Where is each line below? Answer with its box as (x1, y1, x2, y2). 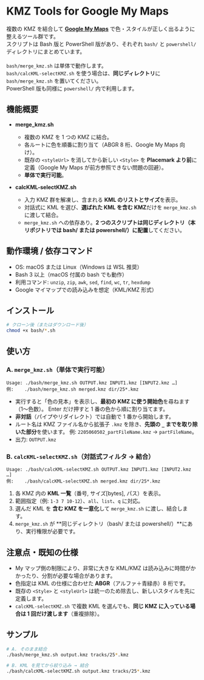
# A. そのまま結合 (6, 646, 47, 652)
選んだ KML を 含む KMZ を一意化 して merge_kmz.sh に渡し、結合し (15, 505, 183, 512)
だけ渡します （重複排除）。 (36, 610, 103, 617)
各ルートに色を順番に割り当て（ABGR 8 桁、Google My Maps (24, 141, 178, 148)
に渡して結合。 (24, 211, 62, 218)
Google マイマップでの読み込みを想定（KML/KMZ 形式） (15, 286, 157, 293)
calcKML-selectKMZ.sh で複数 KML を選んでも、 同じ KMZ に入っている (15, 602, 190, 610)
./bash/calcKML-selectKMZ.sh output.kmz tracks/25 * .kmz (6, 668, 151, 675)
